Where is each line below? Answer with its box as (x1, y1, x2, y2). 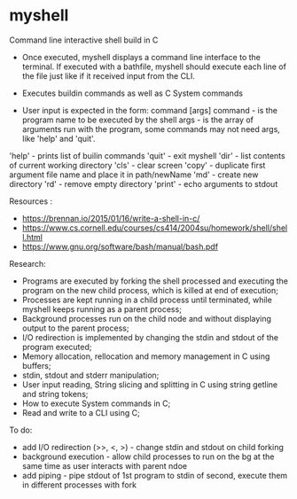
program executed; (21, 341, 92, 352)
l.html (21, 231, 43, 242)
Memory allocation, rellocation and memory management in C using (21, 351, 270, 362)
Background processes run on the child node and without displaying (21, 313, 272, 324)
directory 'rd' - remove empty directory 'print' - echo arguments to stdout (9, 178, 278, 189)
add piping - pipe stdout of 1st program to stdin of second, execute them (21, 470, 288, 480)
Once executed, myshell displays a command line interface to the (21, 51, 262, 62)
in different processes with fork (21, 480, 137, 490)
